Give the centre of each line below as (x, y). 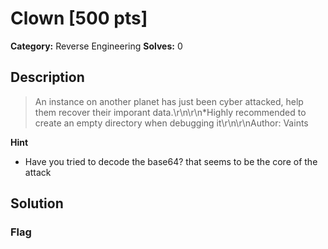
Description (47, 77)
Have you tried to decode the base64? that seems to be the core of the (171, 161)
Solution (37, 203)
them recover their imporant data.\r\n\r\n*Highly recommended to (170, 112)
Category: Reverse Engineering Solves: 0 (96, 46)
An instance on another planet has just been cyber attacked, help (169, 101)
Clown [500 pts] (79, 18)
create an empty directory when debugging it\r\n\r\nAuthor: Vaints (171, 123)
